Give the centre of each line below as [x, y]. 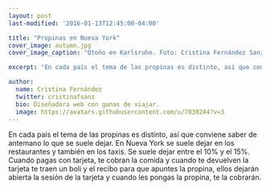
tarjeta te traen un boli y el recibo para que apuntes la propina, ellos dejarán [134, 169]
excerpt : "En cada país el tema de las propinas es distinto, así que [129, 68]
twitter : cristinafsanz [55, 97]
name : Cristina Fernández [59, 89]
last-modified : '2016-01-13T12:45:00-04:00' [84, 23]
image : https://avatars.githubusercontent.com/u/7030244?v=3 [120, 112]
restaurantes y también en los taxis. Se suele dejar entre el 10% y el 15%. [129, 152]
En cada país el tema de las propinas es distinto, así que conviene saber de [133, 134]
